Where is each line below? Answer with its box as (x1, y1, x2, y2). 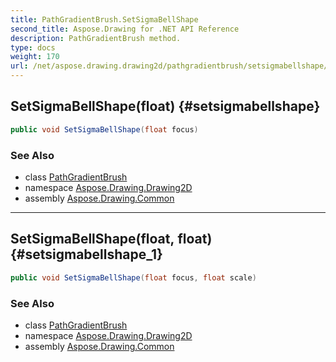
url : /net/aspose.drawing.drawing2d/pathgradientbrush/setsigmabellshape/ (10, 61, 329, 71)
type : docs (10, 42, 56, 53)
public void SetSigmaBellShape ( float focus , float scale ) (10, 272, 257, 283)
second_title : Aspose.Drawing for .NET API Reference (10, 24, 240, 34)
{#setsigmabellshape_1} (10, 246, 163, 263)
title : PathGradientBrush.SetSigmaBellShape (10, 14, 199, 25)
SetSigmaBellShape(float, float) (10, 231, 213, 248)
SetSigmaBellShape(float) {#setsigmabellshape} (10, 98, 321, 115)
